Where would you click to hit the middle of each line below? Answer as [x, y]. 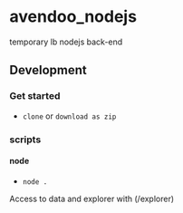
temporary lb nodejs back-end [66, 42]
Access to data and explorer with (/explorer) [92, 198]
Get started [35, 96]
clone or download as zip [69, 116]
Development [48, 70]
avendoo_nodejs [73, 17]
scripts [25, 140]
